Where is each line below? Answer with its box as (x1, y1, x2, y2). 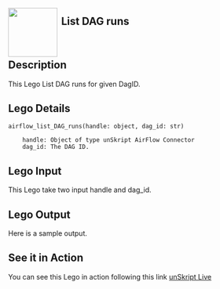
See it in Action (8, 251, 84, 265)
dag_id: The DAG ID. (22, 143, 90, 151)
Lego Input (8, 164, 62, 178)
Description (8, 59, 67, 72)
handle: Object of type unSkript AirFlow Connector (22, 136, 195, 144)
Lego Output (8, 208, 71, 221)
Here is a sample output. (8, 229, 88, 238)
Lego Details (8, 102, 71, 115)
